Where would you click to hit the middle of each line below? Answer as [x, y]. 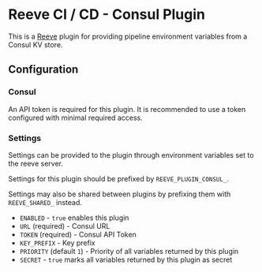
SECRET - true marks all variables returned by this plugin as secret [126, 259]
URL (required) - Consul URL [65, 225]
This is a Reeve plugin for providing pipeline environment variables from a [128, 36]
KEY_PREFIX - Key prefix [58, 243]
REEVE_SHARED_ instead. [45, 202]
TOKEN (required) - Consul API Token [78, 234]
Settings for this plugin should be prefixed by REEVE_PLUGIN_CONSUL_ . [118, 178]
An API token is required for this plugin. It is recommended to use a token [127, 109]
